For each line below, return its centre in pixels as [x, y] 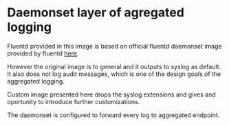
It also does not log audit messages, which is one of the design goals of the [114, 74]
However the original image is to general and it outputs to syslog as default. [114, 66]
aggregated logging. [36, 81]
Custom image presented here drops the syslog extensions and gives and [112, 94]
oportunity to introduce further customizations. [74, 101]
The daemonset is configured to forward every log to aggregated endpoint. [113, 115]
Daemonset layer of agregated [96, 13]
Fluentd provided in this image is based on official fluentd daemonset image [115, 46]
